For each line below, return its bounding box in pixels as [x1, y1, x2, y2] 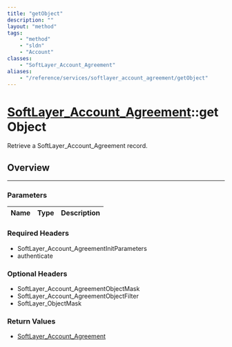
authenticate [17, 252, 53, 260]
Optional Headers [7, 269, 68, 279]
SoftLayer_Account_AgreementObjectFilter [17, 292, 139, 301]
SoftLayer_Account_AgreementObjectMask [17, 285, 140, 293]
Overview [7, 162, 50, 173]
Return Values [7, 316, 56, 326]
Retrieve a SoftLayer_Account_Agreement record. [7, 142, 148, 150]
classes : [7, 55, 32, 62]
